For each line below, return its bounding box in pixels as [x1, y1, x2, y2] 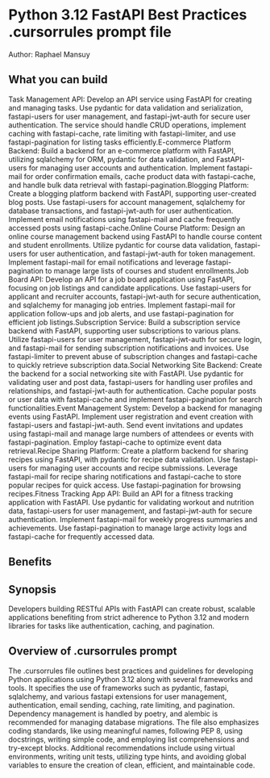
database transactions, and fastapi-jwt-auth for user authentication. [8, 206, 234, 215]
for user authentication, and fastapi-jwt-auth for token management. [28, 249, 255, 258]
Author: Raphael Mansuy [8, 49, 90, 59]
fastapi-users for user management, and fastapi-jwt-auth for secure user [8, 111, 251, 121]
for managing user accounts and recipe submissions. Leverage [28, 462, 238, 473]
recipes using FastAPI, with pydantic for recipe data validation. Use [8, 454, 231, 464]
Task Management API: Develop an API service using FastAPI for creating [8, 94, 252, 104]
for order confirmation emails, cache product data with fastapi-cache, [23, 171, 256, 181]
